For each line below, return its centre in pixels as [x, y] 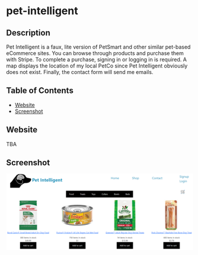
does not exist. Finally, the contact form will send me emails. [80, 72]
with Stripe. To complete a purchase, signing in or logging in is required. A [96, 59]
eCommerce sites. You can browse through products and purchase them [95, 53]
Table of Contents [40, 91]
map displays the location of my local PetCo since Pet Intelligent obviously [97, 66]
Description [28, 33]
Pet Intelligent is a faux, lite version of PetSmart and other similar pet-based [98, 47]
